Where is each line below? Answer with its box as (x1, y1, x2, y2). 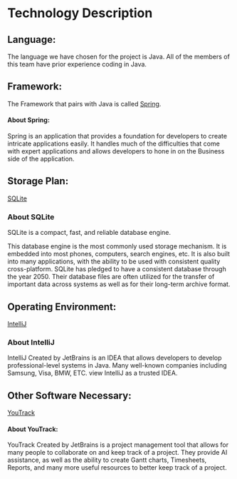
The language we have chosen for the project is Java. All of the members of (7, 52, 230, 61)
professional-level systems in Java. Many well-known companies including (7, 361, 227, 370)
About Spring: (7, 116, 50, 124)
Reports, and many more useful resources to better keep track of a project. (7, 463, 227, 472)
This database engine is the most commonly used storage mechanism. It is (7, 242, 227, 251)
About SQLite (7, 212, 55, 222)
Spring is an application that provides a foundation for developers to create (7, 132, 228, 141)
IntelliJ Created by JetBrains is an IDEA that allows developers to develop (7, 353, 222, 362)
